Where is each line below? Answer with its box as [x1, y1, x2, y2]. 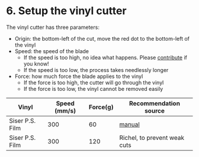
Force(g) [88, 103, 114, 111]
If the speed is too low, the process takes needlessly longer [23, 66, 169, 73]
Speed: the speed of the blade [14, 47, 89, 54]
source [144, 106, 165, 115]
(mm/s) [54, 106, 76, 115]
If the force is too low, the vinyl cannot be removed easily [23, 85, 163, 92]
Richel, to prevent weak [119, 133, 185, 142]
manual [119, 120, 140, 128]
